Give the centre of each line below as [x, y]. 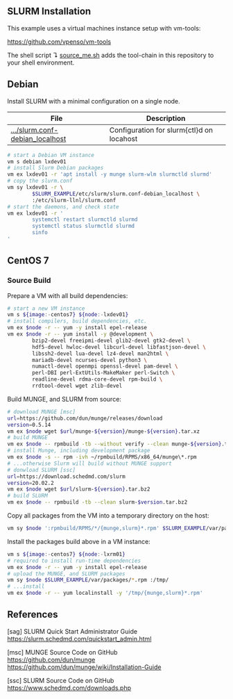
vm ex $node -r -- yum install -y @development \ [80, 334]
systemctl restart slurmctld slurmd [85, 220]
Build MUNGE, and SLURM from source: [64, 399]
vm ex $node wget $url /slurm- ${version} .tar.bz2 [79, 489]
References [33, 615]
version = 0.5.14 [29, 425]
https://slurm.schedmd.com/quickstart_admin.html [79, 639]
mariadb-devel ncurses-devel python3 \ [90, 360]
